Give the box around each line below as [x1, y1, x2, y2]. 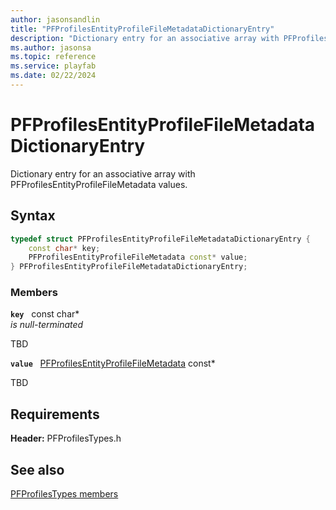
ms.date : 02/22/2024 [10, 71, 97, 81]
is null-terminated [10, 319, 84, 331]
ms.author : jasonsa [10, 42, 92, 53]
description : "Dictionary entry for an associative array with [10, 33, 280, 43]
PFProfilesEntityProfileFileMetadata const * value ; [28, 252, 248, 263]
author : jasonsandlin [10, 14, 101, 25]
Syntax [10, 207, 56, 225]
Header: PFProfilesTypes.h [10, 432, 122, 445]
